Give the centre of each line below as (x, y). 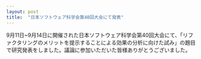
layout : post (23, 12)
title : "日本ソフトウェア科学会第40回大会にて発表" (65, 17)
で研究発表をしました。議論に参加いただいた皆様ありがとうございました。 (98, 50)
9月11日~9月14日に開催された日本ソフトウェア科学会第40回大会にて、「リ (97, 35)
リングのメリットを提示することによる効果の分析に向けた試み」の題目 (109, 42)
